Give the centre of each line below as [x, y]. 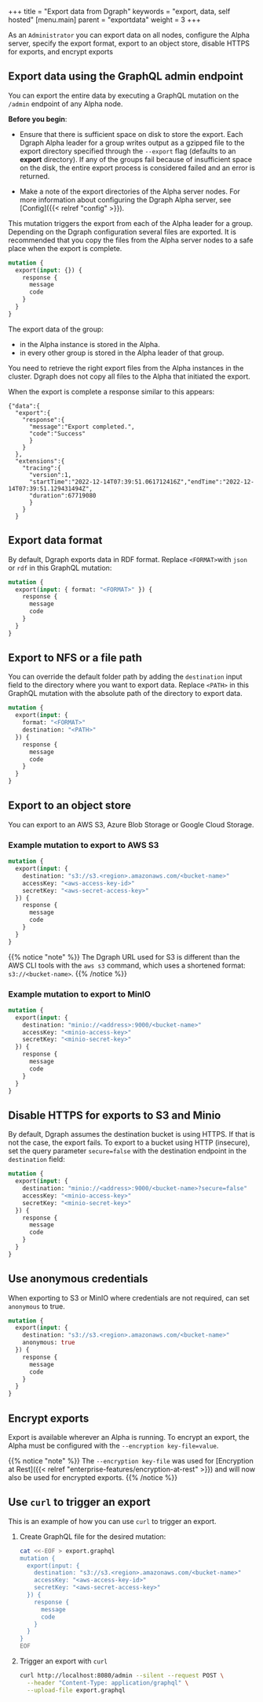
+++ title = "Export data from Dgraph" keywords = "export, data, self [119, 11]
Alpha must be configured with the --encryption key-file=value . [113, 1446]
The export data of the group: [56, 329]
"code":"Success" [57, 433]
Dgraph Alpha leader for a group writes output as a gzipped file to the [132, 142]
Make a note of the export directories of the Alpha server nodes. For [130, 191]
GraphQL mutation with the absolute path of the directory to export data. [125, 694]
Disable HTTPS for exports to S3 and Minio [115, 1115]
